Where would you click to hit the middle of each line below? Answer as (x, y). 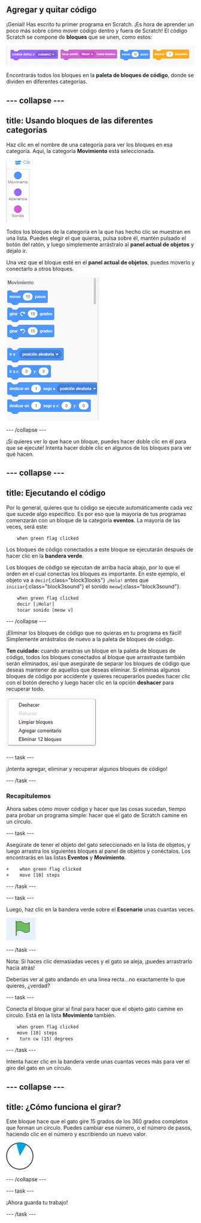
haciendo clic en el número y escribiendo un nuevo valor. (77, 1134)
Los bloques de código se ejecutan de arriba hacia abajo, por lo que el (93, 567)
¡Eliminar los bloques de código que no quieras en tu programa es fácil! (94, 633)
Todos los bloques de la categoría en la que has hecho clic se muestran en (98, 231)
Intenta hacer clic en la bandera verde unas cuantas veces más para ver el (98, 1062)
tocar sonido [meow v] (45, 610)
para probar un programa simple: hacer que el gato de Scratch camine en (97, 815)
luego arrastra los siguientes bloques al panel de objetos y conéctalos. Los (98, 851)
